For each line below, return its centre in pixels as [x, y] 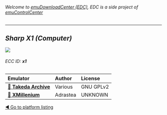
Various [64, 87]
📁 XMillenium [24, 95]
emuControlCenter [24, 12]
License [91, 78]
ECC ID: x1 [16, 61]
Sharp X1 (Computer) [39, 38]
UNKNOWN [95, 95]
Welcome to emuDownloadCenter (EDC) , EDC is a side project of [72, 7]
